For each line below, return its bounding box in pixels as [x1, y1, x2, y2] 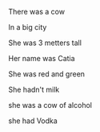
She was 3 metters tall [8, 38, 82, 47]
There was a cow [8, 7, 66, 16]
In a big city [8, 23, 47, 31]
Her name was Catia [8, 54, 75, 63]
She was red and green [8, 69, 86, 79]
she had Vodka [8, 116, 58, 126]
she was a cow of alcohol [8, 101, 92, 109]
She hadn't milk [8, 85, 60, 94]
